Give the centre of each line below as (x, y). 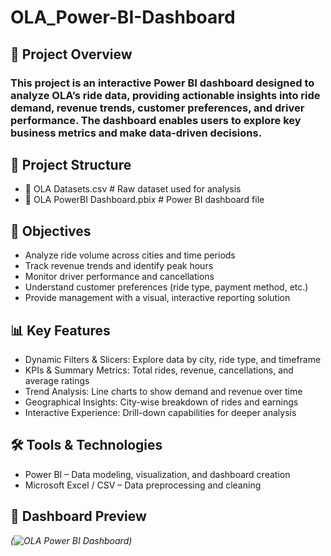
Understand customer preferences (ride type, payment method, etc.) (166, 287)
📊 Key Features (60, 330)
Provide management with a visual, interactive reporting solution (157, 298)
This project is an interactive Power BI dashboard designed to (162, 83)
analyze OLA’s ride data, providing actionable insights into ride (165, 95)
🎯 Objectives (51, 231)
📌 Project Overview (71, 54)
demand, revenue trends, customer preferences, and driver (157, 108)
